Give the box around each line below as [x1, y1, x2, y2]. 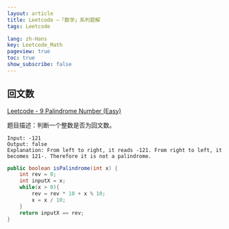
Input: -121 [7, 135, 41, 142]
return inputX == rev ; [19, 209, 84, 217]
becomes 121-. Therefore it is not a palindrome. [7, 153, 152, 160]
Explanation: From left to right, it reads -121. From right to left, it [7, 146, 223, 153]
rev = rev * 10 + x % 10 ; [32, 190, 106, 197]
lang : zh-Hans [7, 35, 48, 42]
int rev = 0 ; [19, 171, 57, 178]
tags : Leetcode [7, 23, 51, 30]
